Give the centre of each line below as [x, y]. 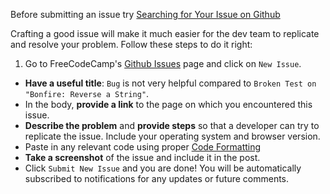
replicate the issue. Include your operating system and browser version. [172, 136]
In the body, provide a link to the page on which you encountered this [168, 104]
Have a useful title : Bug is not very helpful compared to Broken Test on [170, 83]
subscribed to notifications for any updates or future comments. [157, 178]
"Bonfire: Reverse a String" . [87, 93]
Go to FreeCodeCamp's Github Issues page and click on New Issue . [163, 63]
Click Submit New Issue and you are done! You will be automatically [163, 168]
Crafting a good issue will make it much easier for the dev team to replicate [165, 33]
